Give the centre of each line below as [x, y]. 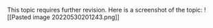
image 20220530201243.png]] [76, 17]
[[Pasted [19, 17]
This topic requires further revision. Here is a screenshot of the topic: [105, 10]
